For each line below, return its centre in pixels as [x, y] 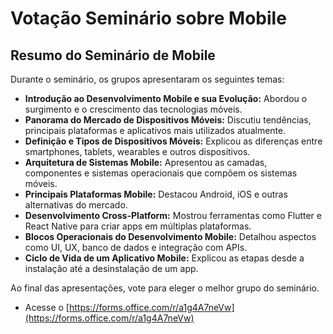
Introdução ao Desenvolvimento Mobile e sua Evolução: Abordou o [166, 98]
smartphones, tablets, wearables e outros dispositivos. [137, 151]
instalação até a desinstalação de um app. [111, 268]
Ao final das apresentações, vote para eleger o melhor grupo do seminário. [165, 288]
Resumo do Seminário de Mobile [113, 55]
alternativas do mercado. [76, 205]
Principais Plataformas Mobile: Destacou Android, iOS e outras [156, 194]
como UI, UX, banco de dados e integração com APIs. [136, 247]
